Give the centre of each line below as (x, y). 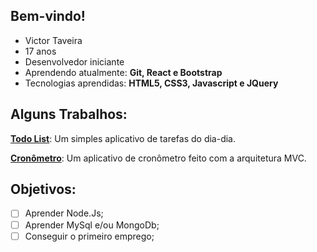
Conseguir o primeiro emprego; (89, 236)
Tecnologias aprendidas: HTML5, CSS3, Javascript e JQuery (151, 83)
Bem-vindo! (48, 16)
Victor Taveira (53, 40)
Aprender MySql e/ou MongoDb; (92, 225)
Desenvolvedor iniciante (74, 61)
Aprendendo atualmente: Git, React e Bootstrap (123, 72)
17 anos (40, 51)
